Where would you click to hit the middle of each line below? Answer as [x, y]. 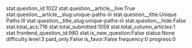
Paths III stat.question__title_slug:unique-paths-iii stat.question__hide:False [96, 21]
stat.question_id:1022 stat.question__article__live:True [71, 8]
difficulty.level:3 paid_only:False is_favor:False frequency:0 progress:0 [91, 39]
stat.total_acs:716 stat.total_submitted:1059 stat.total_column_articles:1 [91, 27]
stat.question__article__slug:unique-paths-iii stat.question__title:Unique [91, 14]
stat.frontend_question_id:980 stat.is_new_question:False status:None [90, 33]
